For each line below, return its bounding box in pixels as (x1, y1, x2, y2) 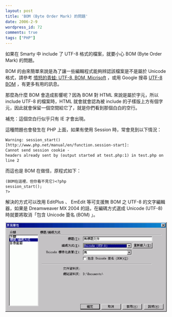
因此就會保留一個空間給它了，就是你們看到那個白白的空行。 (14, 105, 140, 110)
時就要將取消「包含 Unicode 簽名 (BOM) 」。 (5, 212, 98, 218)
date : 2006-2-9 (5, 19, 38, 24)
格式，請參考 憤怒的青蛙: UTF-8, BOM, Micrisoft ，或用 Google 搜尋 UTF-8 (5, 74, 163, 81)
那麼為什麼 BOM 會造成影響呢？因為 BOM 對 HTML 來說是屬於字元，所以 (5, 92, 159, 98)
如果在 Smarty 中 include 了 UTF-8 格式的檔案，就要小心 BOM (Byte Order (5, 51, 162, 57)
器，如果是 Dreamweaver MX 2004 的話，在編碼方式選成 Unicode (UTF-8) (5, 206, 163, 211)
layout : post (5, 8, 33, 13)
